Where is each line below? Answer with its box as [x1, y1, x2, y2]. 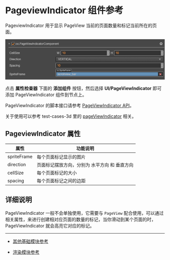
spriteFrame [7, 153, 33, 160]
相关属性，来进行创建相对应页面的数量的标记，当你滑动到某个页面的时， [5, 216, 156, 222]
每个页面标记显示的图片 [36, 153, 86, 160]
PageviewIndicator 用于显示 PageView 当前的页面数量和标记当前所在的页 [5, 22, 157, 28]
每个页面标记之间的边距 [36, 178, 86, 184]
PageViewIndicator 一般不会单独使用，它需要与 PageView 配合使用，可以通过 [5, 210, 164, 216]
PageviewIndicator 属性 [5, 129, 81, 138]
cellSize [7, 170, 24, 176]
